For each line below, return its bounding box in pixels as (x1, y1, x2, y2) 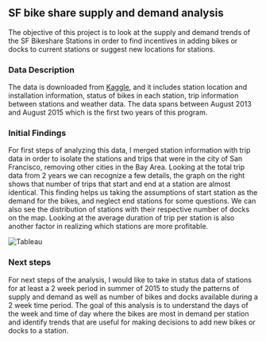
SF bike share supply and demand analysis (8, 6, 224, 20)
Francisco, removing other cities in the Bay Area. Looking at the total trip (8, 162, 245, 172)
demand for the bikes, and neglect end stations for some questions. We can (8, 196, 256, 206)
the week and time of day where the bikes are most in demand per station (8, 309, 249, 318)
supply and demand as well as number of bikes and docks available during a (8, 292, 258, 301)
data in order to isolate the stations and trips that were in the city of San (8, 154, 243, 164)
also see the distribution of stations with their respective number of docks (8, 204, 250, 214)
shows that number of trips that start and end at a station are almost (8, 179, 231, 189)
